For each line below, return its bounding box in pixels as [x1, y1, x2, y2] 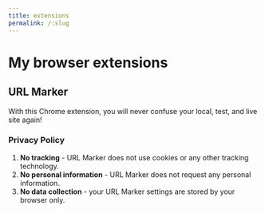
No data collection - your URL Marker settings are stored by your [19, 187, 235, 196]
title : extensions [8, 11, 69, 20]
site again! [8, 115, 42, 124]
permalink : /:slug [8, 19, 69, 27]
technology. [19, 161, 60, 171]
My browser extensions [8, 53, 168, 72]
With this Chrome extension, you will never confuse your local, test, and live [8, 106, 258, 116]
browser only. [19, 195, 65, 204]
